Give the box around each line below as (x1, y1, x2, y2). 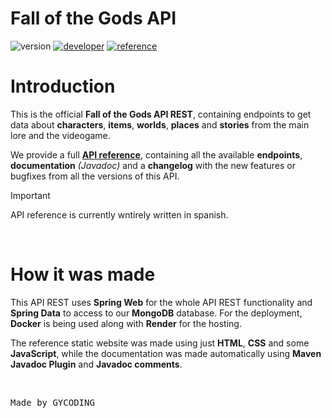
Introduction (10, 75, 116, 98)
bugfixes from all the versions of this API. (10, 170, 180, 182)
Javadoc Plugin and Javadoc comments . (10, 358, 183, 370)
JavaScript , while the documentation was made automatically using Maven (10, 347, 322, 359)
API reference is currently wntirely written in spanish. (10, 208, 229, 221)
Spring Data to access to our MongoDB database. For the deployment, (10, 307, 303, 319)
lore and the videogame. (10, 129, 111, 141)
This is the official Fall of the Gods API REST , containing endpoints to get (10, 108, 312, 120)
